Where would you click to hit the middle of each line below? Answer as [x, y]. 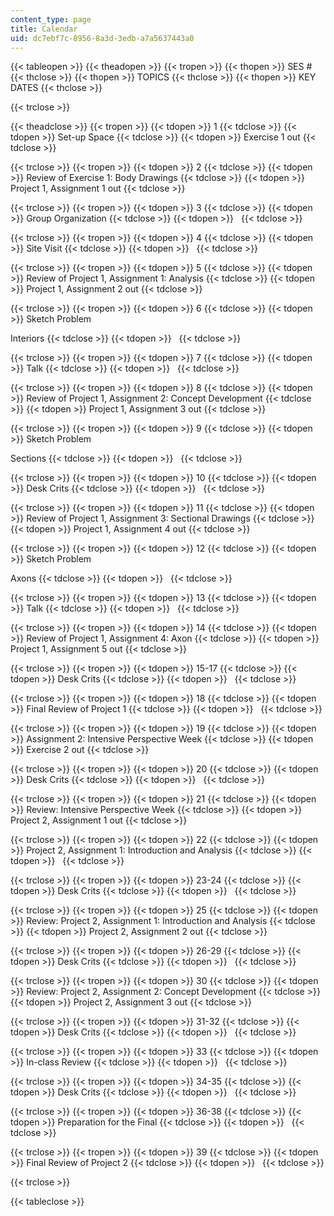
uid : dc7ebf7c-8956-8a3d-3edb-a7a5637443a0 [102, 38]
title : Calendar [44, 29]
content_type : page [51, 19]
